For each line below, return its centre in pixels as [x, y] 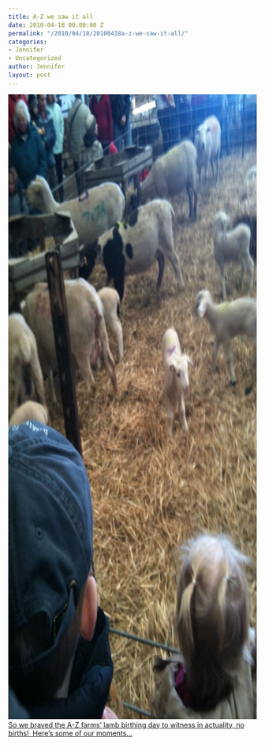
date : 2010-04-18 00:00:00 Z [56, 25]
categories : [28, 42]
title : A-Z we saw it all [50, 17]
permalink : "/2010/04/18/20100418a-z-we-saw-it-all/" [99, 33]
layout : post [30, 75]
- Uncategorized [35, 58]
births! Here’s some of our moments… [70, 733]
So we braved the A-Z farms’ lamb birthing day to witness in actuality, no [126, 724]
